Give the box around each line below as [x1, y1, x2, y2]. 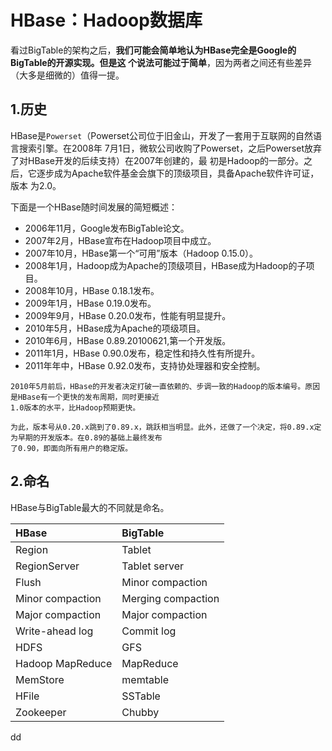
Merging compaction [121, 591, 220, 605]
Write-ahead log [15, 624, 94, 638]
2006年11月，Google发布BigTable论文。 [24, 222, 190, 234]
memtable [121, 672, 169, 686]
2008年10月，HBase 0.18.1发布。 [24, 284, 160, 296]
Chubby [121, 705, 160, 719]
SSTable [121, 689, 161, 703]
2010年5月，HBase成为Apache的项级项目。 [24, 322, 206, 334]
